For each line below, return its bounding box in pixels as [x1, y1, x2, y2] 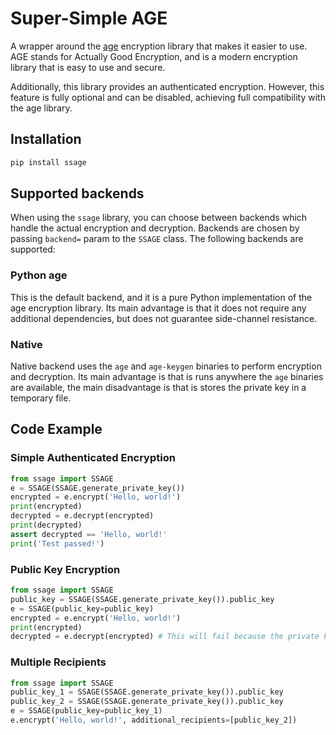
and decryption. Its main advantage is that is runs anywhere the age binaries [10, 371, 324, 383]
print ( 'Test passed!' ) [10, 538, 105, 549]
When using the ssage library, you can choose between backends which [10, 212, 308, 224]
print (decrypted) [10, 520, 83, 531]
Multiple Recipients [10, 655, 107, 669]
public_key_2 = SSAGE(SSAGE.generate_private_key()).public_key [10, 697, 284, 707]
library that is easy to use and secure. [10, 61, 166, 73]
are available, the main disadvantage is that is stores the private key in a [10, 382, 307, 394]
